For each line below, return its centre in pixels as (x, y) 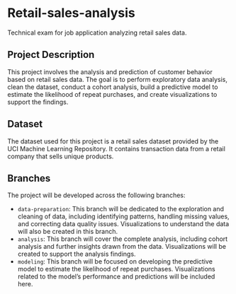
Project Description (51, 55)
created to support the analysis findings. (77, 254)
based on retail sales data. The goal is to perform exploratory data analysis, (118, 79)
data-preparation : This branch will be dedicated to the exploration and (121, 209)
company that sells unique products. (61, 156)
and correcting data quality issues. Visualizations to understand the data (123, 224)
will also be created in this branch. (68, 232)
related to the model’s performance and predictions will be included (116, 276)
